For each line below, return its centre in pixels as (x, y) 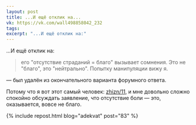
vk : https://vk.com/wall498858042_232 (54, 23)
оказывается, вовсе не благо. (44, 104)
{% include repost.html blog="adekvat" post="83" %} (72, 116)
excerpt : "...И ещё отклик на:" (46, 34)
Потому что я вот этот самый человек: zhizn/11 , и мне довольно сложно (98, 92)
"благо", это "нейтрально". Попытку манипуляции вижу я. (94, 68)
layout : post (22, 12)
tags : (13, 28)
